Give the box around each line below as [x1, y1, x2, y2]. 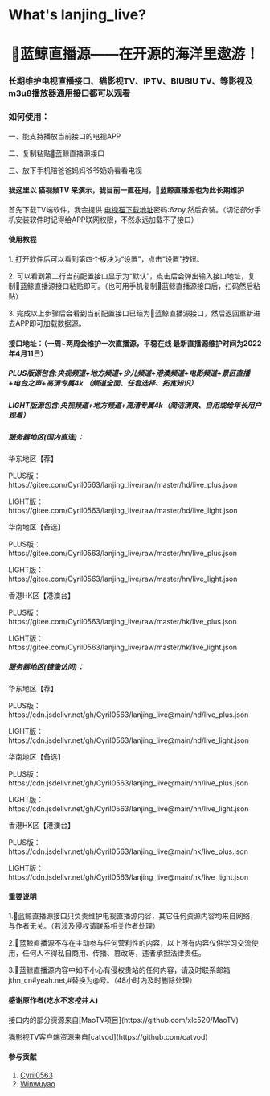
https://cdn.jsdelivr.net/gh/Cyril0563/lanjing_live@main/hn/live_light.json [8, 804, 249, 814]
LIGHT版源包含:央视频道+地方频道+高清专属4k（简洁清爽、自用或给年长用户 [8, 400, 262, 410]
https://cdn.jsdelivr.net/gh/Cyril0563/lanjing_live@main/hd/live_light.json [8, 735, 249, 745]
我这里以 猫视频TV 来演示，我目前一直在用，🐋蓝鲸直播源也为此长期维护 [8, 185, 245, 195]
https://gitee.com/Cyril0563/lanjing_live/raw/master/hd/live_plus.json [8, 480, 238, 490]
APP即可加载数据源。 [14, 319, 86, 328]
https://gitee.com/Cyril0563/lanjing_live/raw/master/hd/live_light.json [8, 505, 238, 516]
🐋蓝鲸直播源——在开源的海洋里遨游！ [10, 45, 260, 64]
